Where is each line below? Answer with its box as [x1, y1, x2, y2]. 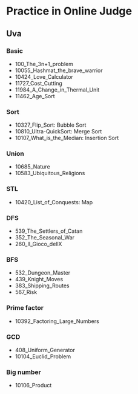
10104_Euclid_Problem [15, 353, 71, 360]
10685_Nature [15, 163, 50, 170]
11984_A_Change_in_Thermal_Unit [15, 86, 100, 93]
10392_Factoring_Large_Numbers [15, 317, 100, 325]
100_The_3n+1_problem [15, 60, 74, 67]
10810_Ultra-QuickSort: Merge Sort [15, 128, 102, 135]
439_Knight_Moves [15, 276, 64, 283]
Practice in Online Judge [6, 4, 132, 18]
